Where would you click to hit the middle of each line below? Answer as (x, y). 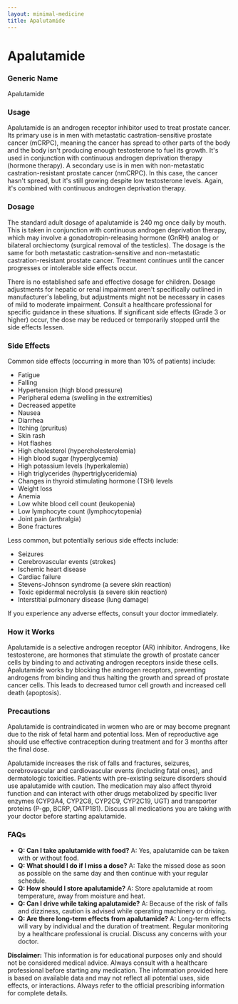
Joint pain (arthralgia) (50, 518)
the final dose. (29, 749)
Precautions (29, 712)
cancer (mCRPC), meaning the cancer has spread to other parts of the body (119, 143)
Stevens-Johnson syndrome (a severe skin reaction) (94, 584)
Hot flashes (35, 443)
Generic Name (33, 78)
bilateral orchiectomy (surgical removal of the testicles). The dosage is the (117, 245)
